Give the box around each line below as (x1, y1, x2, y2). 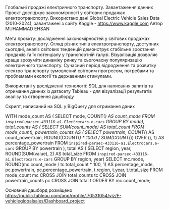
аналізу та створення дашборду (5, 93, 74, 99)
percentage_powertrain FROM (5, 140, 68, 146)
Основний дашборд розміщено (5, 187, 73, 193)
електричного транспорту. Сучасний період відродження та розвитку (5, 63, 156, 68)
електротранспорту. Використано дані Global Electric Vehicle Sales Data (5, 15, 160, 21)
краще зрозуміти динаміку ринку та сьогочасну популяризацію (5, 57, 142, 63)
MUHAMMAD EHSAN (5, 26, 50, 32)
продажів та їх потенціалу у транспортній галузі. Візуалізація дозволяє (5, 51, 158, 58)
